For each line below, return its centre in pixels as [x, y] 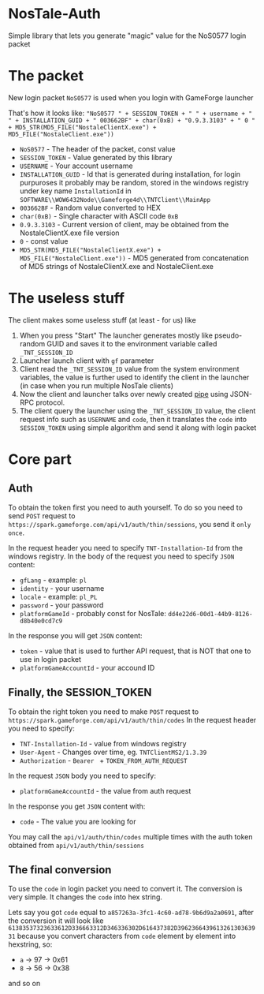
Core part [40, 459]
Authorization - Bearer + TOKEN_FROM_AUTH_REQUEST [103, 760]
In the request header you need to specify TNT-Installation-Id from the [125, 547]
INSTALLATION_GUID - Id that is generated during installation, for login [130, 174]
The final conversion [60, 870]
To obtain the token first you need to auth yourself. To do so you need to [125, 507]
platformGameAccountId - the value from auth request [105, 790]
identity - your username [62, 588]
